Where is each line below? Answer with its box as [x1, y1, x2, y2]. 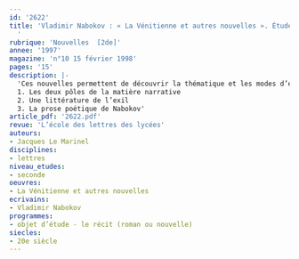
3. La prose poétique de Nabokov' [17, 104, 145, 113]
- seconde [9, 170, 46, 179]
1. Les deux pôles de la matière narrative [17, 87, 181, 96]
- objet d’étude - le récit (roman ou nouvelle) [9, 220, 193, 229]
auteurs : [9, 129, 42, 138]
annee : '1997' [9, 46, 62, 55]
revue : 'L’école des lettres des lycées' [9, 121, 166, 130]
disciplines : [9, 145, 58, 154]
